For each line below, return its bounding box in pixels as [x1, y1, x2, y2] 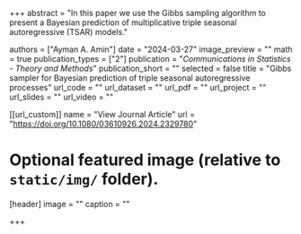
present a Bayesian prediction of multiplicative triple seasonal [9, 17, 237, 28]
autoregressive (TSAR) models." [9, 27, 128, 37]
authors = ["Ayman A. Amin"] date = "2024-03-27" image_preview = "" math [9, 44, 293, 55]
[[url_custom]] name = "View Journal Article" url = [9, 109, 196, 119]
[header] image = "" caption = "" [9, 198, 130, 209]
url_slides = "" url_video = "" [9, 91, 114, 102]
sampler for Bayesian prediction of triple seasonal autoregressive [9, 73, 251, 83]
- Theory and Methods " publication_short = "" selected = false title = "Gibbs [9, 63, 292, 74]
